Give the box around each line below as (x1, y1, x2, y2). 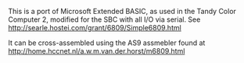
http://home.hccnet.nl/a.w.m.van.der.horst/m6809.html (8, 47, 185, 55)
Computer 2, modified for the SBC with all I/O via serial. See (8, 15, 201, 24)
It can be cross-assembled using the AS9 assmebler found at (8, 38, 206, 47)
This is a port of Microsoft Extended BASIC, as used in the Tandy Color (8, 7, 237, 16)
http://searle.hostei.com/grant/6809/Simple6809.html (8, 23, 181, 32)
